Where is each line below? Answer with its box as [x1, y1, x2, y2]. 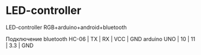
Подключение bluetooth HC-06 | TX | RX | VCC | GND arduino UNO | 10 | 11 [5, 35, 196, 42]
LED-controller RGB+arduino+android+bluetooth [5, 24, 127, 31]
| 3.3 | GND [5, 42, 34, 49]
